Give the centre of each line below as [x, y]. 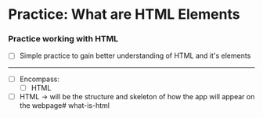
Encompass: [40, 79]
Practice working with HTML [63, 39]
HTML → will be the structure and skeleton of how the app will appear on [137, 96]
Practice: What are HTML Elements [124, 14]
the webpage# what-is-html [64, 105]
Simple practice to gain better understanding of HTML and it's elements [135, 55]
